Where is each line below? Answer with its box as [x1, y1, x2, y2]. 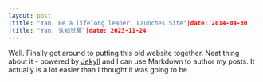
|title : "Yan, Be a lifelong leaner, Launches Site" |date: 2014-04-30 [8, 19, 248, 27]
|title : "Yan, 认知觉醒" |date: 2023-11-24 [8, 26, 147, 34]
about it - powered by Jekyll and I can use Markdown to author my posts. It [8, 57, 255, 66]
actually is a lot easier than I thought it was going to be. [8, 65, 190, 75]
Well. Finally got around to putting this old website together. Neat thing [8, 49, 240, 58]
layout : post [8, 11, 52, 20]
